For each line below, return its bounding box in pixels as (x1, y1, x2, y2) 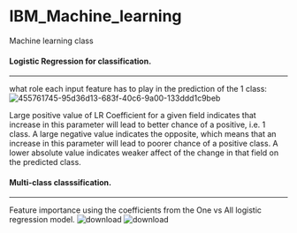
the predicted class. (9, 157, 81, 168)
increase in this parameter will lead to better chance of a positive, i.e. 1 (9, 119, 266, 130)
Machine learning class (9, 35, 95, 46)
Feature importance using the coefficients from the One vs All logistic (9, 205, 263, 215)
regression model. (9, 214, 75, 225)
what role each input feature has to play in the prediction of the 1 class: (9, 84, 268, 94)
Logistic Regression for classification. (9, 56, 152, 66)
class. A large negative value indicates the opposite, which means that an (9, 129, 277, 139)
